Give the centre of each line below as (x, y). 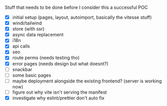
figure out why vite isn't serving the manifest (60, 92)
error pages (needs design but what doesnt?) (60, 63)
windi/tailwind (27, 23)
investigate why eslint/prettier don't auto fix (58, 98)
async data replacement (38, 35)
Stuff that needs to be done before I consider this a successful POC (76, 7)
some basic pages (32, 75)
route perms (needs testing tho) (46, 58)
